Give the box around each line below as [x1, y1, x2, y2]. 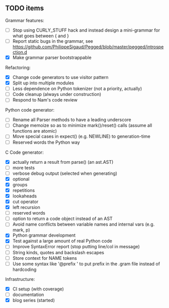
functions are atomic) [12, 128, 57, 134]
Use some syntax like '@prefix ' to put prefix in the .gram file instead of [12, 261, 160, 267]
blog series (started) [12, 297, 55, 303]
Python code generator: [5, 107, 54, 113]
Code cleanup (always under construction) [12, 91, 102, 97]
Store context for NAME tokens [12, 255, 77, 261]
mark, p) [12, 227, 30, 233]
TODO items [5, 4, 44, 13]
